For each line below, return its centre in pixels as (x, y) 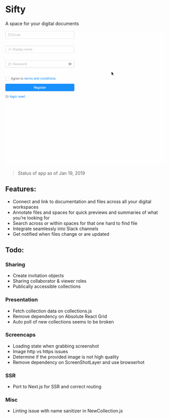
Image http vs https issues (40, 351)
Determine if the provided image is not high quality (66, 357)
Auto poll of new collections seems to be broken (63, 322)
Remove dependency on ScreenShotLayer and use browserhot (79, 362)
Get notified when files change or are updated (61, 234)
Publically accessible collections (47, 286)
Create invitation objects (38, 276)
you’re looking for (31, 217)
